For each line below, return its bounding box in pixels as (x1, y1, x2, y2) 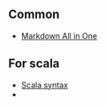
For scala (8, 57, 60, 72)
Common (8, 7, 60, 22)
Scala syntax (20, 79, 68, 90)
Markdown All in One (20, 30, 98, 41)
